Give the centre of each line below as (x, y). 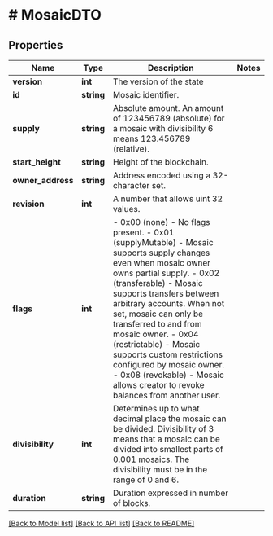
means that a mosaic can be (167, 439)
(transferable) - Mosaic (158, 283)
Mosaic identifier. (146, 95)
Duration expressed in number (171, 493)
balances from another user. (167, 395)
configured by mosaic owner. (169, 365)
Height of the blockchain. (160, 162)
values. (126, 209)
